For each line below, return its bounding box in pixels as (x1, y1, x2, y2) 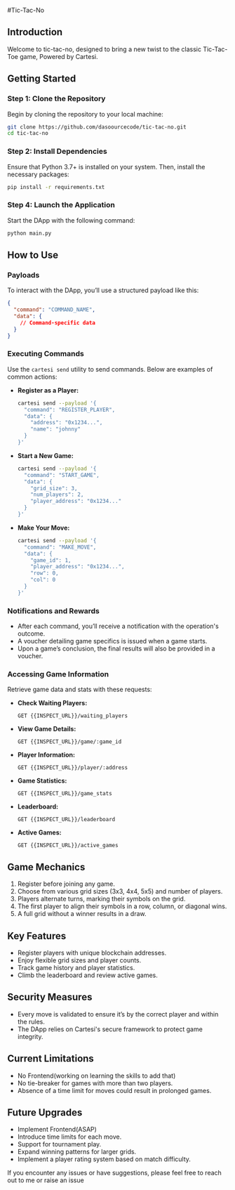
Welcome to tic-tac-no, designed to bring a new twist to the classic (7, 45, 202, 53)
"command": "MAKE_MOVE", (24, 544, 97, 551)
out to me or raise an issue (7, 1176, 84, 1184)
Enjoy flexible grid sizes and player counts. (17, 956, 142, 965)
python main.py (7, 230, 52, 237)
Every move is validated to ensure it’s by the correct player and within (17, 1009, 219, 1018)
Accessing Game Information (7, 669, 109, 679)
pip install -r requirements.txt (7, 183, 105, 190)
